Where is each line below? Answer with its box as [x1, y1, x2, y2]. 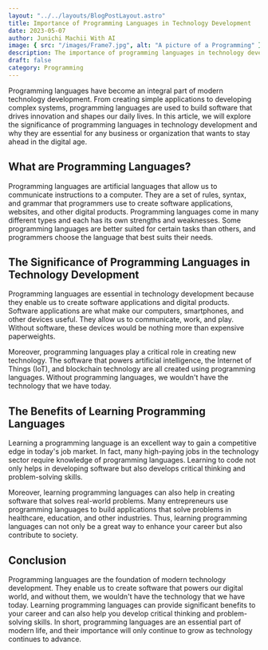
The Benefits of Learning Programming [8, 404, 206, 418]
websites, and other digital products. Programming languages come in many [8, 207, 259, 216]
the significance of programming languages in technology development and [8, 119, 258, 129]
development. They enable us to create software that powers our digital [8, 584, 243, 592]
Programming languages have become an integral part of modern [8, 86, 223, 95]
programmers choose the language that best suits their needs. [8, 232, 214, 242]
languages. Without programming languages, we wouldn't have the [8, 373, 229, 383]
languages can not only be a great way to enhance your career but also [8, 522, 243, 532]
